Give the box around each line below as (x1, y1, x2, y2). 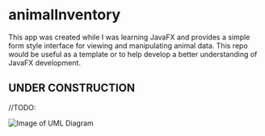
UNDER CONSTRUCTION (8, 81, 136, 95)
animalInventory (8, 6, 121, 24)
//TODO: (8, 102, 36, 112)
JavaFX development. (8, 58, 81, 68)
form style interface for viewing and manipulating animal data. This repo (8, 40, 248, 50)
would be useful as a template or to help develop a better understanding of (8, 49, 258, 59)
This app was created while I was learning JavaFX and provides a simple (8, 32, 250, 42)
